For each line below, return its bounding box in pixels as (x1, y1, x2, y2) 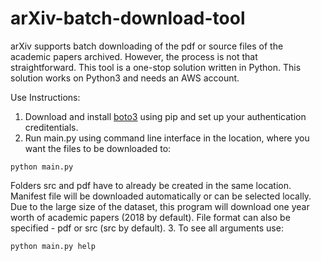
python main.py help (10, 241, 97, 251)
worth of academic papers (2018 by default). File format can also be (10, 211, 291, 223)
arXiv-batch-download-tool (10, 7, 246, 30)
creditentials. (24, 121, 79, 133)
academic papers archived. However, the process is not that (10, 50, 258, 62)
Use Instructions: (10, 91, 81, 103)
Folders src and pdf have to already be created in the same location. (10, 179, 292, 191)
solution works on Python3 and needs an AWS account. (10, 72, 240, 84)
